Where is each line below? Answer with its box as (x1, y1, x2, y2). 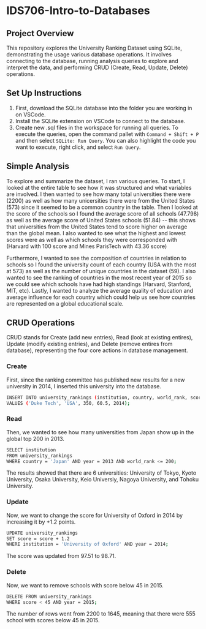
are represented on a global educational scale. (6, 299, 124, 307)
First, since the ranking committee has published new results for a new (6, 376, 185, 383)
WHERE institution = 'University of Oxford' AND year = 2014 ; (6, 541, 169, 548)
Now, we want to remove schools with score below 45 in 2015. (6, 581, 164, 589)
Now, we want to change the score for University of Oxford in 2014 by (6, 511, 183, 519)
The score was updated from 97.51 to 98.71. (6, 552, 116, 560)
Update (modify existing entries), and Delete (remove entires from (6, 341, 173, 348)
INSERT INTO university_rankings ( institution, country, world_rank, (6, 394, 188, 401)
